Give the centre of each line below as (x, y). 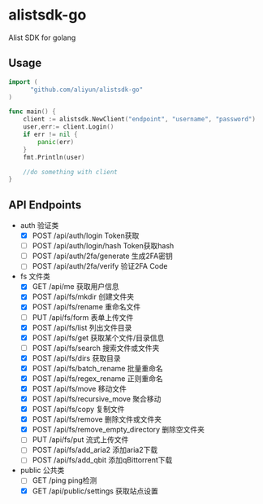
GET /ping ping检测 (65, 480)
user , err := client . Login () (69, 127)
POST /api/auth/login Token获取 (86, 236)
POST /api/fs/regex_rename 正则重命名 (98, 378)
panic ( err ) (56, 142)
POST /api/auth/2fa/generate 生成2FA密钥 (102, 256)
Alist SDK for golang (42, 37)
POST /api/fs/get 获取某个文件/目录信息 (98, 337)
